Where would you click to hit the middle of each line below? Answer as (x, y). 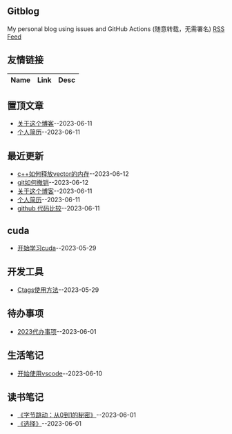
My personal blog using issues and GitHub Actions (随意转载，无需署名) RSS (116, 29)
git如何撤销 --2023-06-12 (52, 183)
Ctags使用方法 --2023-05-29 (58, 290)
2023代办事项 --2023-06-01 (57, 331)
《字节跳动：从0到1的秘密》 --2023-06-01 (77, 415)
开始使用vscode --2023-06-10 (60, 373)
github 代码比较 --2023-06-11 (58, 208)
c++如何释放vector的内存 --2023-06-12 (73, 174)
